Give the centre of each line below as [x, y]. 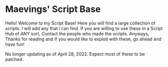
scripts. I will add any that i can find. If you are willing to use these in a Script [84, 28]
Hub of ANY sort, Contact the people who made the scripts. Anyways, [77, 33]
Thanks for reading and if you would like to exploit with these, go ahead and [83, 39]
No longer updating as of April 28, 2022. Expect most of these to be [75, 54]
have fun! [15, 44]
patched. [14, 59]
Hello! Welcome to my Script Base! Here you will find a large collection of [80, 23]
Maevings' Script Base [53, 9]
